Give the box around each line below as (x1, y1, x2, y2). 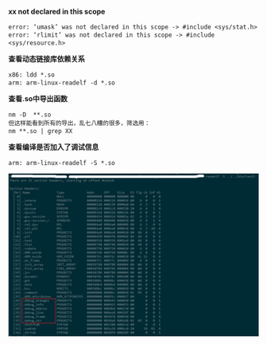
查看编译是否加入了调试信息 (8, 143, 99, 151)
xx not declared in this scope (8, 7, 106, 16)
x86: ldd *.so (8, 71, 56, 79)
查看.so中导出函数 (8, 94, 68, 103)
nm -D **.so (8, 111, 52, 119)
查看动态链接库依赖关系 (8, 54, 85, 63)
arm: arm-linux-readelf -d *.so (8, 79, 115, 87)
